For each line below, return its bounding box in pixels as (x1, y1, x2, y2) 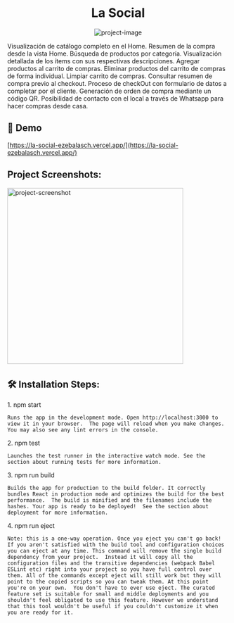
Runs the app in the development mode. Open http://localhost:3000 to (7, 414, 219, 422)
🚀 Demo (7, 122, 42, 134)
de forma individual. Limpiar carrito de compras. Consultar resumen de (7, 72, 213, 80)
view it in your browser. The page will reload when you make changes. (7, 420, 225, 427)
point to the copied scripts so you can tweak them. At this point (7, 579, 209, 586)
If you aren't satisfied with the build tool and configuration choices (7, 541, 225, 548)
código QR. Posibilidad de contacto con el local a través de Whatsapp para (7, 94, 223, 103)
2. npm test (7, 439, 41, 448)
